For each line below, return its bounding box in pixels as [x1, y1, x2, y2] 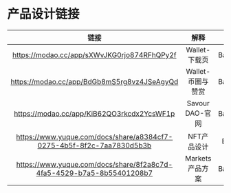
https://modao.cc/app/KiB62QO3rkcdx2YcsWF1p [13, 108, 175, 118]
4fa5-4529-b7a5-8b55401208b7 [36, 168, 153, 178]
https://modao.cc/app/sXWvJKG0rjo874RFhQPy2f [12, 50, 177, 59]
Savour [186, 98, 210, 108]
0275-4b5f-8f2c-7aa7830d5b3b [37, 141, 152, 150]
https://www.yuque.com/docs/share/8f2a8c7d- [16, 159, 173, 169]
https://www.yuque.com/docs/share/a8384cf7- [16, 132, 173, 141]
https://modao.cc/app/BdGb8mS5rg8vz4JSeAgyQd [10, 77, 179, 86]
